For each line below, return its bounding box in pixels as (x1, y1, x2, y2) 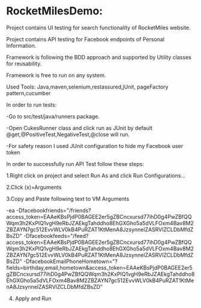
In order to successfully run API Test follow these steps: (6, 160, 144, 167)
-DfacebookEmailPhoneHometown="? (23, 258, 118, 265)
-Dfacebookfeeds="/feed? (23, 232, 89, 239)
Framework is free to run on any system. (6, 71, 106, 78)
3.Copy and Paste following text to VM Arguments (6, 195, 130, 202)
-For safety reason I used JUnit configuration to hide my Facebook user (6, 142, 184, 149)
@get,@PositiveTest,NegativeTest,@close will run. (6, 131, 130, 138)
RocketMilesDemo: (6, 4, 103, 18)
